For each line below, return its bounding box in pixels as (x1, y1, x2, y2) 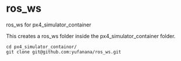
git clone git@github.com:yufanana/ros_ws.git (6, 49, 121, 55)
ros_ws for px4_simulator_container (6, 21, 92, 28)
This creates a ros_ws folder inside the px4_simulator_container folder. (6, 32, 176, 39)
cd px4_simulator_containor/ (6, 43, 77, 50)
